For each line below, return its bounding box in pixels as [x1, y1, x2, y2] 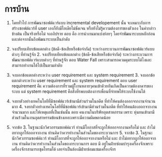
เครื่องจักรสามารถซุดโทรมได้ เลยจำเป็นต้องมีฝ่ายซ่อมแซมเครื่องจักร [11, 146, 116, 152]
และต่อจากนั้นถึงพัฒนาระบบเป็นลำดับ [11, 36, 70, 42]
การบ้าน [4, 3, 29, 15]
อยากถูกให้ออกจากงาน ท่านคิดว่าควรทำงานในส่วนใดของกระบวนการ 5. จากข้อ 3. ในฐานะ [11, 130, 153, 136]
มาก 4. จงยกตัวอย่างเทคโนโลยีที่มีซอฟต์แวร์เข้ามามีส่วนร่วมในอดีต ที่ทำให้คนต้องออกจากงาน [11, 104, 157, 109]
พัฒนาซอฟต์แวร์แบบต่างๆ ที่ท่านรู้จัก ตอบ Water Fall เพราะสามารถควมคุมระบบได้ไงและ [11, 57, 152, 63]
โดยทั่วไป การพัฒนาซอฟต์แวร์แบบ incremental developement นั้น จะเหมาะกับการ [11, 19, 151, 25]
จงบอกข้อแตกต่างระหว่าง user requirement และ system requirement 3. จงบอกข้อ [11, 72, 155, 78]
